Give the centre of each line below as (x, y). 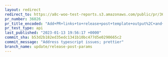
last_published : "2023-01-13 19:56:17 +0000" (53, 33)
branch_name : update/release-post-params (49, 47)
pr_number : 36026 (23, 19)
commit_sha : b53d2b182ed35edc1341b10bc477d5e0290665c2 (63, 38)
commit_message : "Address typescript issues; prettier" (64, 42)
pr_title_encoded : (24, 24)
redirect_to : (18, 14)
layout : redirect (23, 10)
